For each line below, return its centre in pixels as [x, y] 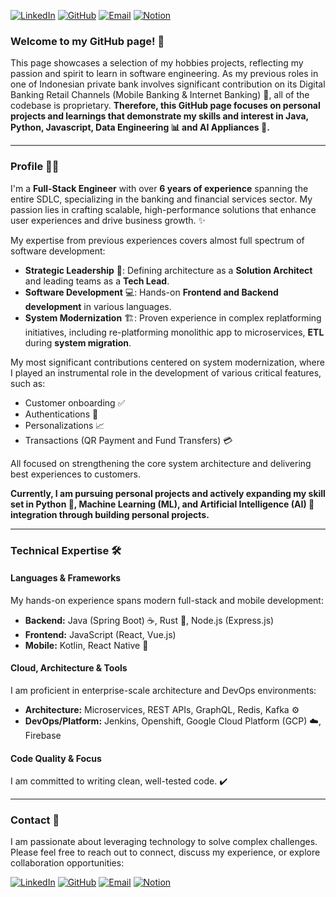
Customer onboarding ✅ [75, 402]
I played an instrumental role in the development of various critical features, [166, 372]
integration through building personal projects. [110, 514]
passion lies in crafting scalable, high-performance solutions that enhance [163, 209]
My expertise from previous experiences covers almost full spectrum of [157, 240]
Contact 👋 [35, 820]
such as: [28, 383]
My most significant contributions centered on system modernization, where [167, 362]
